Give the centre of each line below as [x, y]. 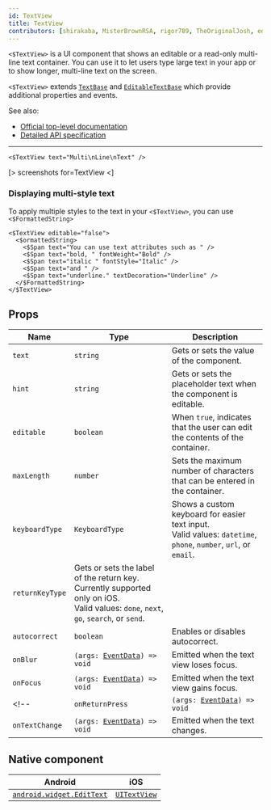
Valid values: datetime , [215, 534]
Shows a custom [203, 504]
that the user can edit [212, 428]
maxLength [31, 476]
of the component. [207, 361]
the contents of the [208, 437]
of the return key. [106, 578]
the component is [205, 394]
